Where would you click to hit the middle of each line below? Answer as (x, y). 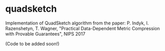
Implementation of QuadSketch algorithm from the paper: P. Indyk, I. (77, 23)
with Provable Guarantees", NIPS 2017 (45, 34)
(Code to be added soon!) (32, 43)
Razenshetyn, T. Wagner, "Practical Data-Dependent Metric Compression (82, 28)
